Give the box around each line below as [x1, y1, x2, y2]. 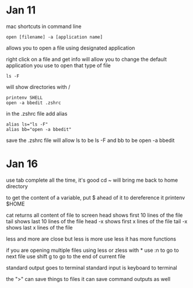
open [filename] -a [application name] [6, 34, 103, 40]
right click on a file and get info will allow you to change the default [6, 55, 167, 63]
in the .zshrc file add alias [6, 110, 68, 117]
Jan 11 [6, 4, 36, 17]
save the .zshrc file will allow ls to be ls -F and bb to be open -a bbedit [6, 137, 175, 144]
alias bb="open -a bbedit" [6, 126, 72, 132]
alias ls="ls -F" [6, 121, 48, 127]
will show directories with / [6, 83, 71, 91]
